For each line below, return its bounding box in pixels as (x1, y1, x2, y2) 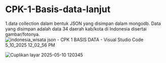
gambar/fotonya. (5, 31, 40, 37)
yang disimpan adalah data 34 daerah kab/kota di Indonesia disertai (5, 25, 147, 31)
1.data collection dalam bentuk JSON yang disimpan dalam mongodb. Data (5, 20, 161, 26)
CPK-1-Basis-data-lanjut (5, 4, 111, 15)
